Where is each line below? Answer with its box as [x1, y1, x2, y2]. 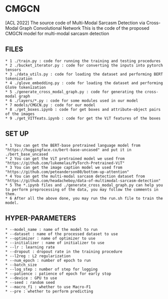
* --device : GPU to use [5, 276, 57, 281]
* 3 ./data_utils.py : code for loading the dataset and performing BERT [5, 72, 163, 77]
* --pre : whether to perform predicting [5, 289, 94, 294]
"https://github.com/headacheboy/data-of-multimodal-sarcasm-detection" [5, 178, 161, 183]
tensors [5, 67, 22, 72]
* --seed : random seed [5, 280, 55, 285]
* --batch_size [5, 263, 37, 268]
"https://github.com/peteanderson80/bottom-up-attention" [5, 169, 129, 174]
